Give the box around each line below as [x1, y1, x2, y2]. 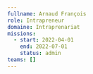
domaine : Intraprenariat [7, 23, 80, 30]
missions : [7, 30, 37, 37]
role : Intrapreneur [7, 17, 65, 24]
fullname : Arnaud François [7, 10, 87, 18]
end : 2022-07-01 [20, 43, 68, 50]
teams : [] [7, 56, 37, 63]
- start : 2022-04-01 [13, 37, 74, 44]
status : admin [20, 50, 61, 57]
